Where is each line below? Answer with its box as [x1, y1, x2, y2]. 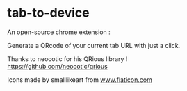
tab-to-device [7, 5, 90, 21]
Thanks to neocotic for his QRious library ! [7, 54, 128, 63]
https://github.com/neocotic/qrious [7, 62, 108, 70]
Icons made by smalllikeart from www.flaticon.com [7, 75, 153, 84]
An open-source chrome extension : [7, 28, 111, 36]
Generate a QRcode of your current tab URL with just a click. [7, 41, 181, 49]
